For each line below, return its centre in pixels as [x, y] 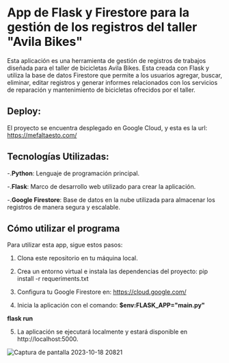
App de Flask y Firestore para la [98, 13]
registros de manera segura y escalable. [64, 207]
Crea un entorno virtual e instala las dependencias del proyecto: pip [112, 271]
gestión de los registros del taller [102, 27]
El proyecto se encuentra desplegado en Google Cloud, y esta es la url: [107, 127]
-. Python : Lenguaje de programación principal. [73, 173]
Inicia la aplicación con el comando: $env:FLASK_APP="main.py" [111, 305]
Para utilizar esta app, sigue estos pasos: [65, 245]
